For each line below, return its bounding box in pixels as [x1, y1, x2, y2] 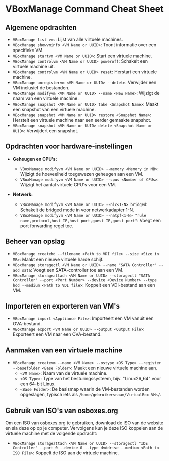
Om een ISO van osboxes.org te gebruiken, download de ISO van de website [5, 420, 164, 426]
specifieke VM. [12, 47, 44, 53]
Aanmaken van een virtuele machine [5, 346, 123, 354]
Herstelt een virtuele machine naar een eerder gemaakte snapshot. [12, 117, 152, 123]
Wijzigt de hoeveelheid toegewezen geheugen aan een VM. [20, 171, 144, 177]
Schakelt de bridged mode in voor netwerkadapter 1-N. [20, 207, 134, 213]
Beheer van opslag [5, 237, 65, 246]
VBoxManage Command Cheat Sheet [5, 3, 164, 15]
